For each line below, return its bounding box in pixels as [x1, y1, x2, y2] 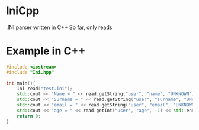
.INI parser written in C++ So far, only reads [6, 24, 113, 31]
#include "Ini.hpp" [6, 69, 54, 75]
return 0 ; [17, 113, 41, 119]
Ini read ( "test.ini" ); [17, 86, 73, 92]
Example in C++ [6, 44, 86, 58]
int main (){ [6, 80, 36, 86]
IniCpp [6, 4, 40, 18]
